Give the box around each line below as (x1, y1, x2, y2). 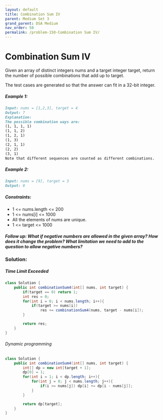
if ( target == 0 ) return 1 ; (23, 289, 78, 294)
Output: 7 (5, 110, 26, 115)
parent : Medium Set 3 (5, 16, 50, 21)
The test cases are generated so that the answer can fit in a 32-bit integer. (5, 82, 156, 88)
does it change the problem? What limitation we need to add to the (5, 238, 144, 244)
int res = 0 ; (23, 294, 50, 299)
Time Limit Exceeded (5, 268, 49, 274)
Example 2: (5, 166, 28, 172)
